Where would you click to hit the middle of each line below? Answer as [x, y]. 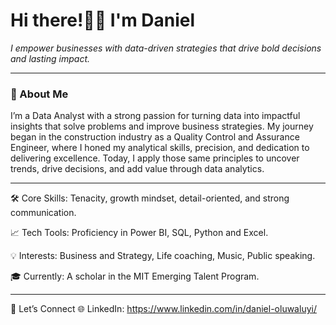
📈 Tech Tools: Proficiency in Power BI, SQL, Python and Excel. [139, 233]
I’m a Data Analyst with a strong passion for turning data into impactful [155, 116]
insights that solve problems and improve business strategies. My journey [162, 126]
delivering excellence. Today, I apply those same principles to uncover [155, 158]
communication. [43, 213]
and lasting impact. [50, 58]
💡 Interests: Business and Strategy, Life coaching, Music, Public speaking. [163, 256]
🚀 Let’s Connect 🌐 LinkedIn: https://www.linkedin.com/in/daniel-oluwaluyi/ [163, 309]
